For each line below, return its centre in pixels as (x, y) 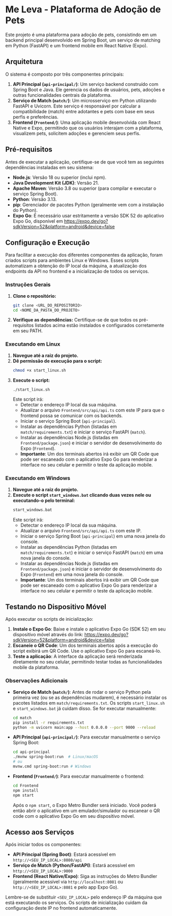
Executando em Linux (33, 344)
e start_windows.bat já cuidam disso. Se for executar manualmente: (84, 708)
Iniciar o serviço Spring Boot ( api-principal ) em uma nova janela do (93, 536)
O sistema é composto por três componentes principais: (65, 74)
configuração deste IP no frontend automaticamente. (61, 908)
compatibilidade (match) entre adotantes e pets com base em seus (84, 111)
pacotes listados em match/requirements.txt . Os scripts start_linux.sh (89, 703)
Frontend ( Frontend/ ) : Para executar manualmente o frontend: (79, 776)
